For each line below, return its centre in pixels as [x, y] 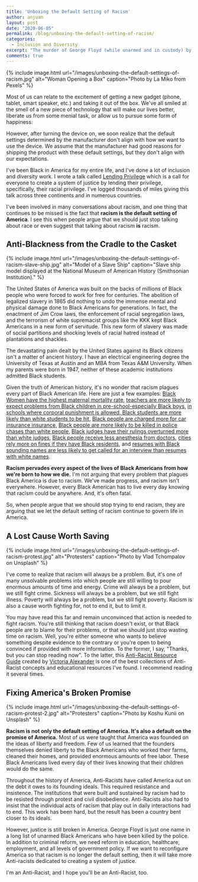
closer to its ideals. [29, 818]
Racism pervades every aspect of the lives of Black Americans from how [97, 468]
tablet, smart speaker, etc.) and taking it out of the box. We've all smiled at [97, 103]
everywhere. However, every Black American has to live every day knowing [98, 487]
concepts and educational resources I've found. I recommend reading [108, 668]
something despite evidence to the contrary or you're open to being [89, 643]
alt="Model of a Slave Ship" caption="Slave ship [122, 265]
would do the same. [30, 769]
